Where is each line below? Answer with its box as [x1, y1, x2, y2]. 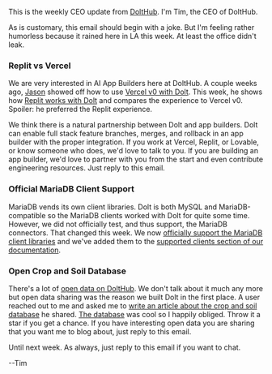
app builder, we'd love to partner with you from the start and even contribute [8, 154, 264, 165]
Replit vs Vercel [8, 60, 71, 71]
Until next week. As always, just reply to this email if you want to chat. [8, 342, 241, 352]
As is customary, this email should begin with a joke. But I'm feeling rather [8, 23, 255, 32]
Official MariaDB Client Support [8, 183, 135, 195]
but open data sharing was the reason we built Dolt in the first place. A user [8, 292, 261, 302]
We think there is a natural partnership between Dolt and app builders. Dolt [8, 120, 258, 130]
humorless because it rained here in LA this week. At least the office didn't [8, 32, 257, 41]
